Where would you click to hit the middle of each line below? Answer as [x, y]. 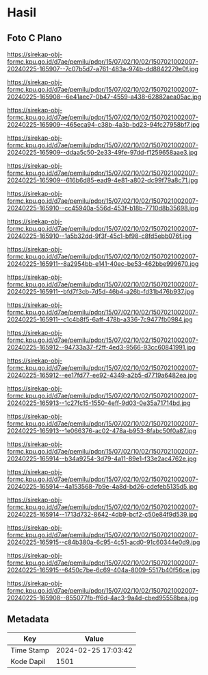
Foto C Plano [35, 38]
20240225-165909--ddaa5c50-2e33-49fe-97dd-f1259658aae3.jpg [103, 152]
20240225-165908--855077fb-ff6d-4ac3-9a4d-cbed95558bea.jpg [103, 598]
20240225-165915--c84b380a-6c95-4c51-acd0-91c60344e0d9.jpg [104, 542]
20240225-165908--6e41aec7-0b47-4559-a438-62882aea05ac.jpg [104, 97]
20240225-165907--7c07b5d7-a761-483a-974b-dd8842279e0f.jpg [103, 69]
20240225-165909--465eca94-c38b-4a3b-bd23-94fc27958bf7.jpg [104, 124]
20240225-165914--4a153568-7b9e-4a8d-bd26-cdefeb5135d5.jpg [102, 487]
